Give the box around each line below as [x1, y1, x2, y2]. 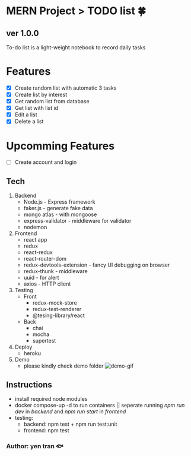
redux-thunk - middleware [23, 268, 88, 275]
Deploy [14, 343, 33, 351]
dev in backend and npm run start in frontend [14, 408, 126, 415]
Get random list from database [14, 98, 90, 105]
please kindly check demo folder [23, 362, 104, 369]
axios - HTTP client [23, 280, 71, 287]
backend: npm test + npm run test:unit [23, 420, 117, 427]
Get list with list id [14, 104, 58, 112]
